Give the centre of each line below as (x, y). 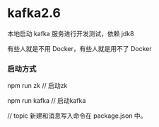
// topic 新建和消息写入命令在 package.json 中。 (77, 116)
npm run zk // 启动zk (37, 86)
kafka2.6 (34, 13)
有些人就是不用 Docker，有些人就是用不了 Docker (79, 48)
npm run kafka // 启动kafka (47, 101)
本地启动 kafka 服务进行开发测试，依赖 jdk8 (71, 33)
